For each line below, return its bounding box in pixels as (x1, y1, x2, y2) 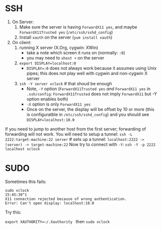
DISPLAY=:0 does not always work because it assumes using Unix (26, 65, 157, 71)
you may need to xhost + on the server (26, 55, 104, 61)
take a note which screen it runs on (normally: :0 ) (26, 49, 125, 56)
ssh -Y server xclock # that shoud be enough (19, 80, 113, 86)
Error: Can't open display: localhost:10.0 (5, 200, 95, 206)
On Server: (12, 19, 34, 25)
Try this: (5, 209, 22, 215)
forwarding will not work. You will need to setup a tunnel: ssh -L (5, 131, 133, 137)
